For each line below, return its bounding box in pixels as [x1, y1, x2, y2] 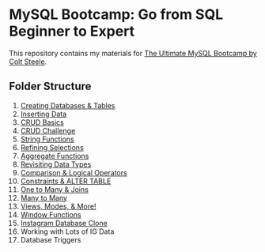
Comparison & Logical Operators [20, 167, 127, 177]
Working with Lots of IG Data [20, 227, 115, 236]
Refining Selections [20, 142, 84, 152]
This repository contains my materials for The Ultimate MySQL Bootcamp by [9, 48, 258, 58]
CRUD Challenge [20, 126, 76, 135]
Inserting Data [20, 109, 67, 118]
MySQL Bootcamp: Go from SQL [9, 6, 224, 24]
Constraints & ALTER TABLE [20, 176, 112, 186]
